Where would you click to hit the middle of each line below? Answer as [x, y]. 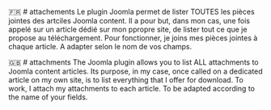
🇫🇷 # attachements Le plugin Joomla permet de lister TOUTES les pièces [131, 12]
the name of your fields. [48, 97]
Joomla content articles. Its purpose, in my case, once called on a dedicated [135, 71]
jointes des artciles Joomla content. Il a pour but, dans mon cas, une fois [129, 21]
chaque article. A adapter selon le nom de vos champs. [100, 47]
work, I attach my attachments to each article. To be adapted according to [131, 89]
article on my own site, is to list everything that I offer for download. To [126, 80]
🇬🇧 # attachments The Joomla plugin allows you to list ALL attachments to [133, 62]
